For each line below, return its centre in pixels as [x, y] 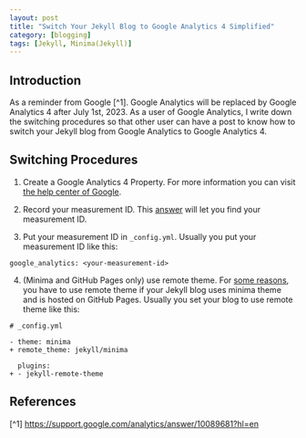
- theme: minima [40, 342]
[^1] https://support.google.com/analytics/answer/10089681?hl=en [134, 423]
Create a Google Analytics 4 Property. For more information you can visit [159, 182]
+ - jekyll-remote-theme [56, 374]
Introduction [46, 80]
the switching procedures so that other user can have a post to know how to [153, 122]
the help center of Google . [72, 192]
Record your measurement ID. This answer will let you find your [142, 209]
